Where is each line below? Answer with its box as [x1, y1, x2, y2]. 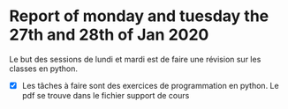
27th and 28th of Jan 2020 [9, 25, 209, 45]
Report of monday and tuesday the [9, 6, 269, 26]
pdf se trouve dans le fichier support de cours [21, 91, 190, 100]
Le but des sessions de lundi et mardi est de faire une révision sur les [9, 54, 261, 64]
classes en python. [9, 63, 78, 74]
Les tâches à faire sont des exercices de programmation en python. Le [21, 80, 280, 91]
